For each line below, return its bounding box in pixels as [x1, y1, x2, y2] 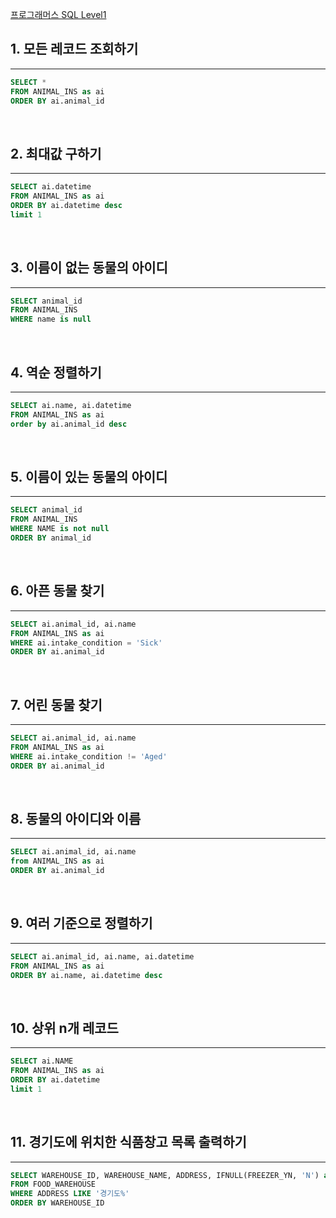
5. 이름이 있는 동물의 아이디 [10, 469, 168, 486]
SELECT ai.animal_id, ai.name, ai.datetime [10, 951, 195, 962]
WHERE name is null [10, 314, 92, 325]
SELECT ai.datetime [10, 182, 92, 192]
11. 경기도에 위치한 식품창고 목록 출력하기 [10, 1134, 247, 1151]
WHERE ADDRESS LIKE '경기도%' [10, 1189, 130, 1199]
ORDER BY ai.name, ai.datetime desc [10, 970, 163, 980]
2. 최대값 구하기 [10, 145, 102, 162]
